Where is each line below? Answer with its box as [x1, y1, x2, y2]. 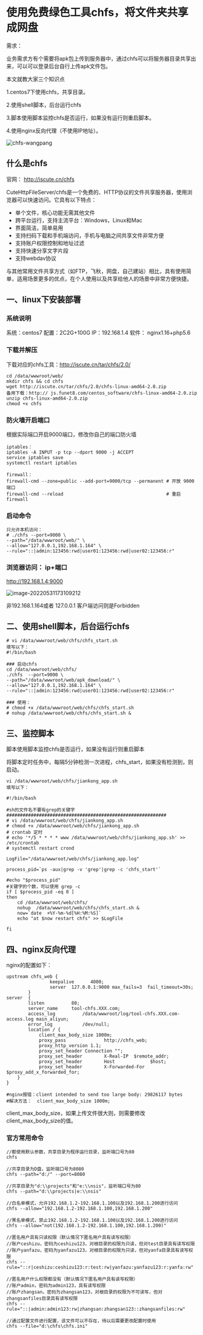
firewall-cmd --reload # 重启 [6, 491, 181, 497]
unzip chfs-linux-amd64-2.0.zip [6, 395, 88, 401]
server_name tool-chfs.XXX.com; [28, 1006, 121, 1012]
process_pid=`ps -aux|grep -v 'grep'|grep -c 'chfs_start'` [6, 867, 162, 873]
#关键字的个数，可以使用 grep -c [6, 884, 81, 890]
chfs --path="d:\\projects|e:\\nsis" [6, 1189, 102, 1195]
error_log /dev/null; [28, 1022, 110, 1028]
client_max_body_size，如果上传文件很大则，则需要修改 [6, 1110, 145, 1117]
